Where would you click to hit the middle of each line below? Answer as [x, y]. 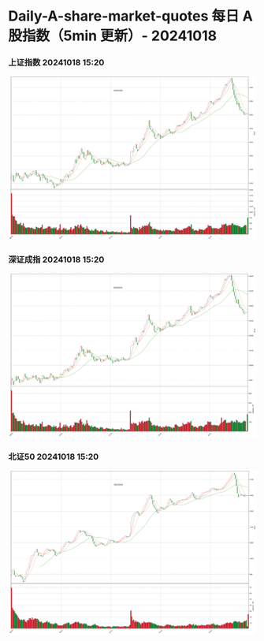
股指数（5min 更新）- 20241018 [113, 36]
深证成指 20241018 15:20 [56, 259]
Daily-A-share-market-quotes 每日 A [131, 16]
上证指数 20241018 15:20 [56, 62]
